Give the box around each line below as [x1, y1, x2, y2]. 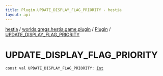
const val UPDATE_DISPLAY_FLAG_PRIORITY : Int [5, 66, 103, 71]
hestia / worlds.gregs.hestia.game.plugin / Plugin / [5, 26, 111, 32]
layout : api [5, 12, 31, 17]
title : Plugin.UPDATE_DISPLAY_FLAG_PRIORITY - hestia [5, 7, 122, 13]
